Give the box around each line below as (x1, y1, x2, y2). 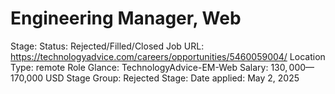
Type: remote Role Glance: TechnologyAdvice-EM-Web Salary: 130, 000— (10, 61, 315, 73)
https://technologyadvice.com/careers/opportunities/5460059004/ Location (10, 50, 326, 62)
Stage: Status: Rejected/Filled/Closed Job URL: (10, 40, 205, 52)
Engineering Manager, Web (10, 7, 242, 30)
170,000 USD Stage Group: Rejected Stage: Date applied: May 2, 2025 (10, 72, 300, 84)
